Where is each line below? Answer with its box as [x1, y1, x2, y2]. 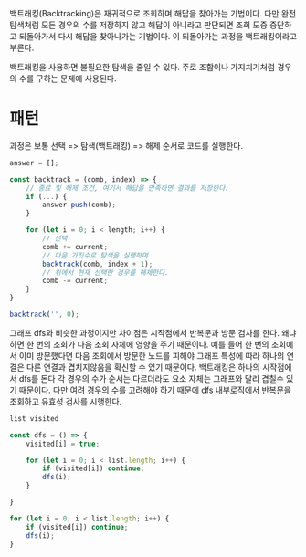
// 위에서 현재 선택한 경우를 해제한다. [42, 268, 169, 277]
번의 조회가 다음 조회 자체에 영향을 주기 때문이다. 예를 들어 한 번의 [36, 339, 269, 350]
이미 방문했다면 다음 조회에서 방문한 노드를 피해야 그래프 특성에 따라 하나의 [18, 350, 285, 361]
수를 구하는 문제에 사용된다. [18, 73, 117, 84]
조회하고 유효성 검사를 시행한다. [9, 395, 122, 406]
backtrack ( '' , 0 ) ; [9, 310, 79, 320]
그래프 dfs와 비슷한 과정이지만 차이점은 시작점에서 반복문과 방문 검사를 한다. [9, 327, 280, 338]
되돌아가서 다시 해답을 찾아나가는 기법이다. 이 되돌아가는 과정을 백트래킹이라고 [18, 31, 298, 41]
